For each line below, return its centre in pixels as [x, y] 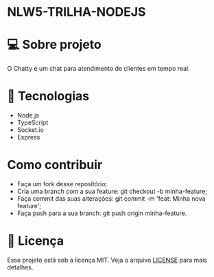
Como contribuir [55, 165]
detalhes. [20, 267]
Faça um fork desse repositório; [62, 184]
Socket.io [31, 130]
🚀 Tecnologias [48, 96]
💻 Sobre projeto [54, 45]
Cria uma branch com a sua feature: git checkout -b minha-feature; [112, 191]
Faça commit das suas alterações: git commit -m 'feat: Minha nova [111, 199]
